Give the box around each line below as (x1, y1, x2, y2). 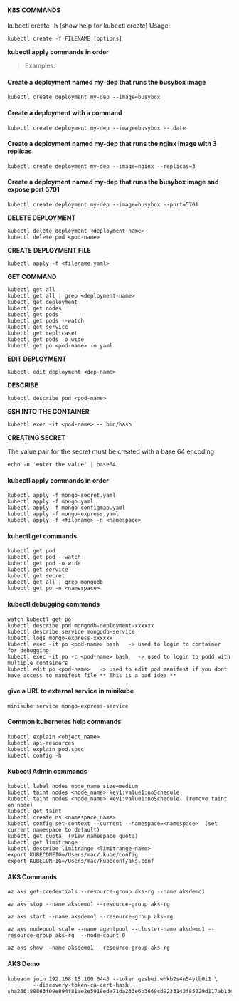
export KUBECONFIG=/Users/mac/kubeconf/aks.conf (7, 858, 154, 865)
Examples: (24, 61, 55, 70)
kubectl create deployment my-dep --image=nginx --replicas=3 (7, 162, 196, 170)
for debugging (7, 646, 50, 654)
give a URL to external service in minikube (7, 687, 134, 696)
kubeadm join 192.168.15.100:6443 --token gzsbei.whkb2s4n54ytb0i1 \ (7, 975, 218, 982)
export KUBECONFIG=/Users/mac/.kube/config (7, 851, 139, 859)
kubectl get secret (7, 572, 65, 580)
